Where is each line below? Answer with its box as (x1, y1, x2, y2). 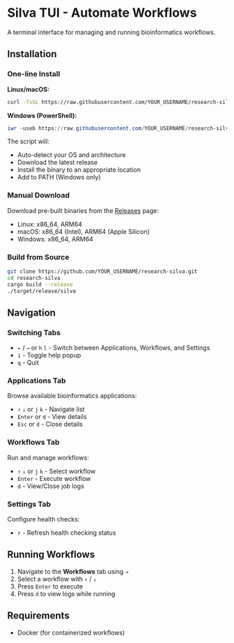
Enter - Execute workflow (17, 474, 91, 482)
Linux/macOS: (7, 85, 50, 94)
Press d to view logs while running (17, 589, 116, 598)
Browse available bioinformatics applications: (7, 392, 137, 400)
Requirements (7, 609, 70, 622)
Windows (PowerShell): (7, 111, 77, 119)
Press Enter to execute (17, 582, 84, 591)
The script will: (7, 138, 50, 146)
